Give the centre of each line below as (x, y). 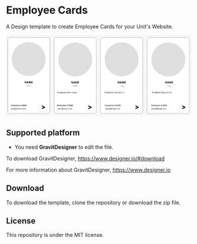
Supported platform (43, 133)
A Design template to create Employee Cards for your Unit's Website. (90, 26)
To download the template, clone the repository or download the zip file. (94, 202)
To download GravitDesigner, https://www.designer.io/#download (86, 158)
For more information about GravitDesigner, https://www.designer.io (89, 170)
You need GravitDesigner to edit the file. (64, 147)
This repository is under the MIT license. (55, 235)
